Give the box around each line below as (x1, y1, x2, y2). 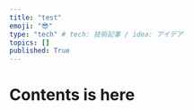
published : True (9, 47, 70, 55)
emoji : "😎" (9, 21, 53, 30)
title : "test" (9, 13, 63, 22)
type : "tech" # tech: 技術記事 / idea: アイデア (9, 30, 184, 38)
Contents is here (9, 85, 136, 106)
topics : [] (9, 38, 50, 47)
